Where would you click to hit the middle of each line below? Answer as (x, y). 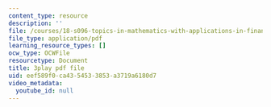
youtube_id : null (45, 91)
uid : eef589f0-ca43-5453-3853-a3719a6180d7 (83, 76)
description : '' (35, 23)
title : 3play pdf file (46, 68)
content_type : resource (48, 16)
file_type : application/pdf (56, 38)
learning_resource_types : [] (57, 46)
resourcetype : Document (48, 61)
